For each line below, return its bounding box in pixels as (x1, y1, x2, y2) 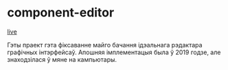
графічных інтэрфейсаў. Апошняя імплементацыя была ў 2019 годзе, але (7, 48, 221, 56)
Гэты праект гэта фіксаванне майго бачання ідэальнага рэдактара (7, 40, 203, 49)
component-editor (7, 5, 115, 21)
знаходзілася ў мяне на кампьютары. (7, 55, 117, 63)
